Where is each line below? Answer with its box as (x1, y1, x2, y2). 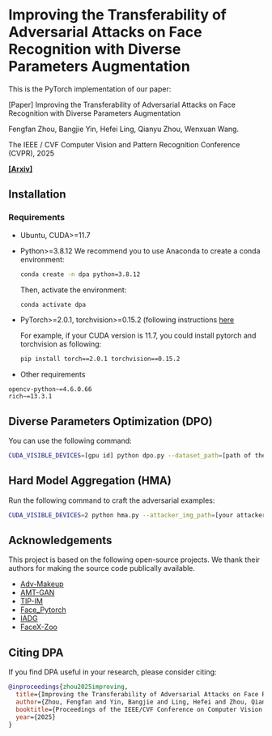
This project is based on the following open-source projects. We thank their (8, 555, 261, 564)
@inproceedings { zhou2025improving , (8, 683, 129, 691)
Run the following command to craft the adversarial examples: (8, 496, 215, 505)
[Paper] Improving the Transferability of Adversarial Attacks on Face (8, 100, 236, 109)
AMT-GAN (19, 588, 55, 598)
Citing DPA (8, 645, 64, 659)
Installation (8, 188, 66, 202)
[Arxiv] (8, 164, 33, 173)
